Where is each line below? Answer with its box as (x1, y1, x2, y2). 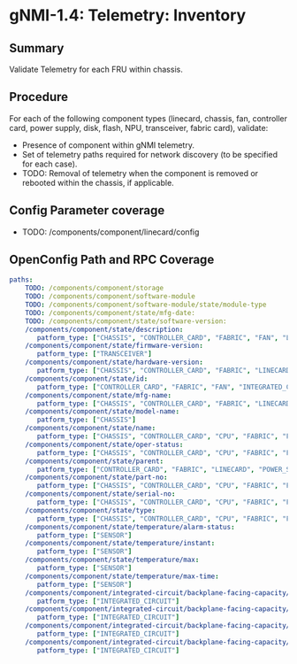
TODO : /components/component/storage (25, 284, 164, 293)
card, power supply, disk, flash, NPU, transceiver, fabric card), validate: (9, 122, 269, 133)
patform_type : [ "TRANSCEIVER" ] (36, 350, 152, 359)
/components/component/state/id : (25, 374, 148, 383)
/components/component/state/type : (25, 506, 156, 514)
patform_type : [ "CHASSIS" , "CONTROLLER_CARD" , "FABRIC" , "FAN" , (36, 333, 278, 342)
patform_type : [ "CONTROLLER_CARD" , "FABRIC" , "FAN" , (36, 382, 236, 391)
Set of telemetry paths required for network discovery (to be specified (21, 149, 278, 159)
